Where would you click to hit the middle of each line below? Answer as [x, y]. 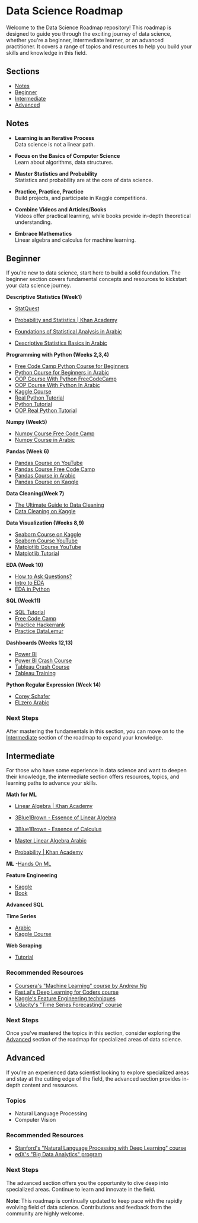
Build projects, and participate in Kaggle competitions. [81, 198]
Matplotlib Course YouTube [48, 547]
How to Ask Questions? [43, 576]
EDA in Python [32, 589]
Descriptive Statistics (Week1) [44, 297]
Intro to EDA [29, 583]
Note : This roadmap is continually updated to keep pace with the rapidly [94, 1200]
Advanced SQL [25, 905]
